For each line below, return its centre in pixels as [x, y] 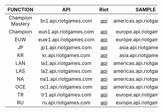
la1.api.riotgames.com [66, 63]
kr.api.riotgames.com [66, 55]
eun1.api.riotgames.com [66, 32]
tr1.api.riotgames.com [66, 95]
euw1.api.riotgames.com [66, 40]
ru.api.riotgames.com [66, 103]
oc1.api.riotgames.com [66, 87]
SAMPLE [146, 9]
